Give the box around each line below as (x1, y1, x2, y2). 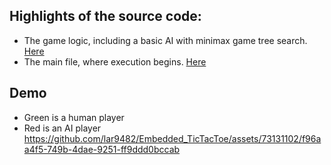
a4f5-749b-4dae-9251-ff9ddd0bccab (23, 143, 181, 155)
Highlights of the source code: (9, 8, 202, 25)
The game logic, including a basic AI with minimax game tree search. (23, 34, 308, 46)
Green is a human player (23, 111, 125, 123)
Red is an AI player (23, 122, 102, 134)
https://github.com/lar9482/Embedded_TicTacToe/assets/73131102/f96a (23, 132, 322, 144)
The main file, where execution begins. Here (23, 55, 207, 68)
